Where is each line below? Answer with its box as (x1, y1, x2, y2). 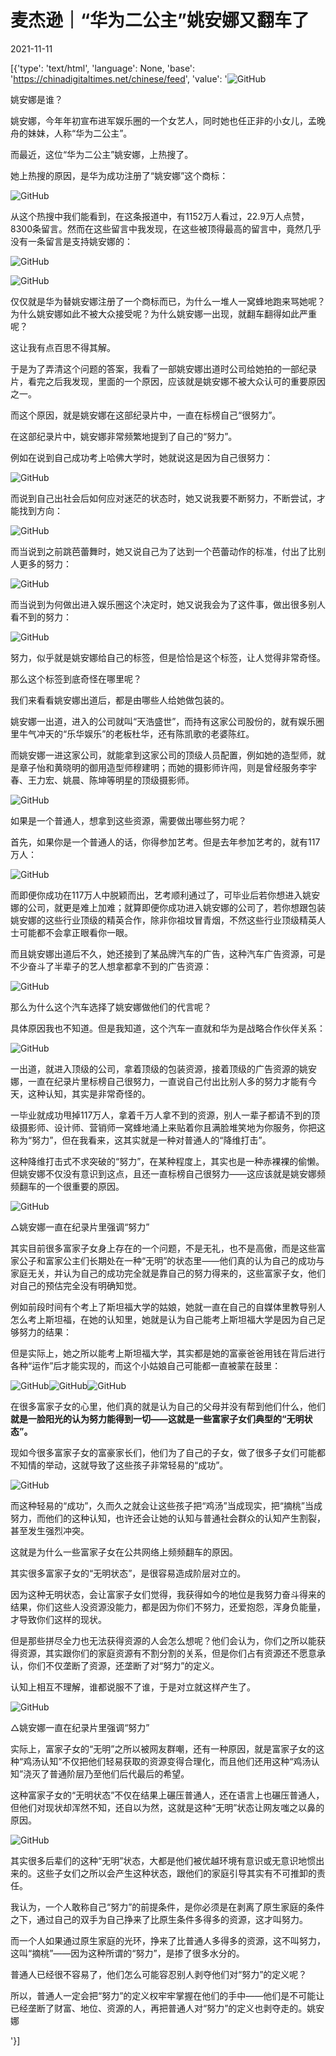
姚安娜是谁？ (10, 93, 63, 105)
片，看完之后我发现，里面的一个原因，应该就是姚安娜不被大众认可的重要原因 (10, 375, 326, 387)
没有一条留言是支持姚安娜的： (10, 235, 133, 247)
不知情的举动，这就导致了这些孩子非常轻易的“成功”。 (10, 1459, 229, 1471)
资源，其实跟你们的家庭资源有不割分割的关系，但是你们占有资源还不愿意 (18, 1647, 317, 1659)
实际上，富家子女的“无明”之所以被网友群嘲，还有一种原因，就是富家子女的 (10, 1742, 317, 1755)
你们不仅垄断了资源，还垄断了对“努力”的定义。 (27, 1659, 220, 1671)
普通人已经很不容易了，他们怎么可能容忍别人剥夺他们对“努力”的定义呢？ (10, 1968, 308, 1980)
